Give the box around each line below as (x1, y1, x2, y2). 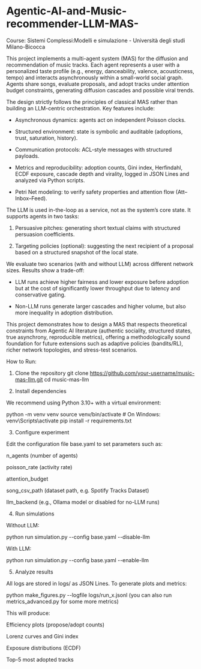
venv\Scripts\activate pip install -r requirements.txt (6, 417, 132, 424)
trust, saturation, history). (14, 134, 78, 142)
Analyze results (14, 568, 53, 575)
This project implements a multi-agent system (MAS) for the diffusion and (6, 55, 188, 62)
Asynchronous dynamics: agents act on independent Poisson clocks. (14, 116, 186, 124)
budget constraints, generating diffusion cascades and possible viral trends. (6, 86, 195, 94)
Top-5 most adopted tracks (6, 656, 74, 663)
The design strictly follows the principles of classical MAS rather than (6, 98, 178, 106)
